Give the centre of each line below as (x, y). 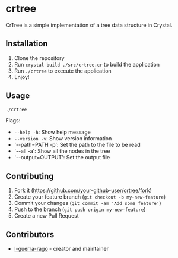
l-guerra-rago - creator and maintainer (61, 249)
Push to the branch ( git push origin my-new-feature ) (80, 209)
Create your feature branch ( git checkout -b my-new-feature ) (90, 197)
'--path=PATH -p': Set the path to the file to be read (77, 145)
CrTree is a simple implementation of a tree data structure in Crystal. (89, 25)
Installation (27, 44)
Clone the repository (39, 58)
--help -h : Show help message (53, 132)
